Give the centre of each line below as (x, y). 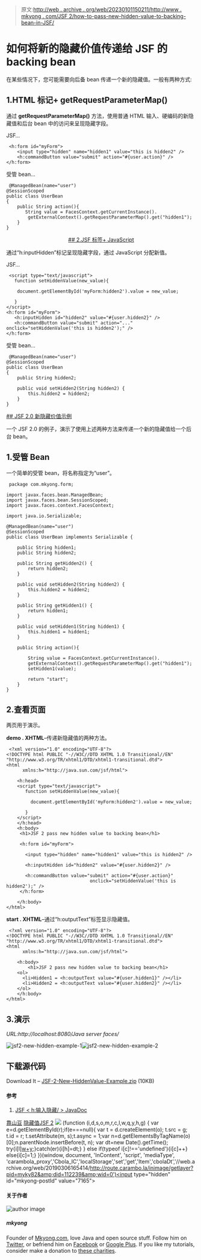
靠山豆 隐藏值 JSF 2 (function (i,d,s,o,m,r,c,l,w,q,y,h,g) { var (83, 1123)
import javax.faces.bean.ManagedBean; (55, 495)
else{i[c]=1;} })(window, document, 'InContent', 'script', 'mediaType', (91, 1155)
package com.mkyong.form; (41, 484)
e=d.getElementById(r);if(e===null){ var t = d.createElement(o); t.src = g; (97, 1130)
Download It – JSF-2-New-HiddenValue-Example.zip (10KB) (80, 1081)
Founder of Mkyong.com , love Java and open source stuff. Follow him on (97, 1238)
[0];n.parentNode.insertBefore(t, (46, 1143)
